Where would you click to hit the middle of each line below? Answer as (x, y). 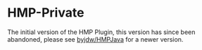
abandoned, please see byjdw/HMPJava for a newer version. (95, 39)
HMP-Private (46, 13)
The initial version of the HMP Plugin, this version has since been (101, 32)
